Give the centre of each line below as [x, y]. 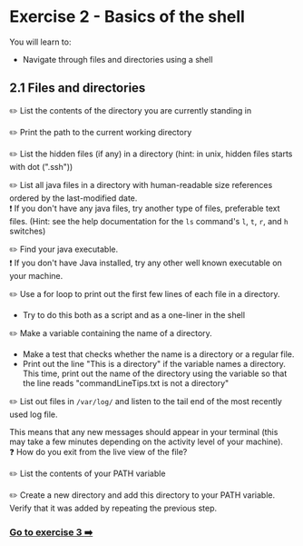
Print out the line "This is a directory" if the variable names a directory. [154, 363]
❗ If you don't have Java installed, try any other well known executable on [146, 263]
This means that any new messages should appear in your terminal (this [144, 432]
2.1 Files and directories [78, 88]
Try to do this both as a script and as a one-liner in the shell [134, 314]
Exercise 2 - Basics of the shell [127, 17]
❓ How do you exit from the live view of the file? [98, 452]
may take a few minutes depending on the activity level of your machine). [147, 442]
